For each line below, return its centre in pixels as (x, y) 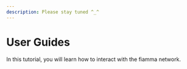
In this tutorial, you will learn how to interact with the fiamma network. (94, 59)
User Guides (38, 42)
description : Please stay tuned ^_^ (53, 12)
